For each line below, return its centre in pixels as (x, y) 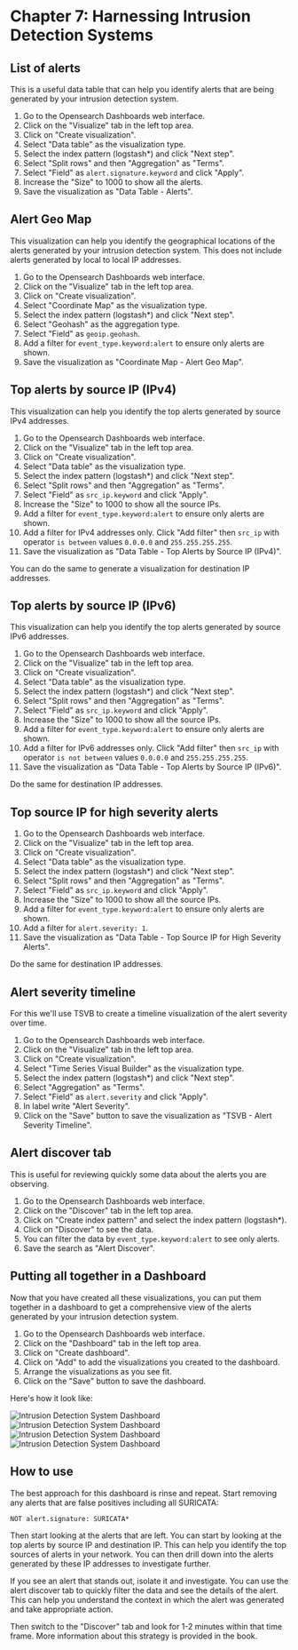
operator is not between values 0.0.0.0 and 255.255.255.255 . (136, 758)
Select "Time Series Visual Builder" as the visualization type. (133, 1069)
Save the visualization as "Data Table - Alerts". (108, 191)
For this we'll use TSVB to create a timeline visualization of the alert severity (149, 1014)
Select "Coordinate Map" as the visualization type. (115, 305)
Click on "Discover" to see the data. (88, 1229)
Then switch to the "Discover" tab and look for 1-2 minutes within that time (146, 1626)
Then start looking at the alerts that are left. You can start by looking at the (146, 1535)
